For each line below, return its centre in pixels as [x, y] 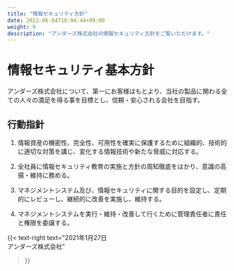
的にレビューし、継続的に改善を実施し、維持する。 [91, 199]
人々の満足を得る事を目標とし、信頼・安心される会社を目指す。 [111, 100]
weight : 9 [22, 27]
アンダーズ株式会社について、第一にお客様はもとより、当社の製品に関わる [114, 92]
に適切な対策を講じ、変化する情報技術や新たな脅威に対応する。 [110, 151]
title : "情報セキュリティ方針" [47, 14]
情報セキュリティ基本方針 [81, 70]
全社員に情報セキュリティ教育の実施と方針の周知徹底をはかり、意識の [119, 166]
